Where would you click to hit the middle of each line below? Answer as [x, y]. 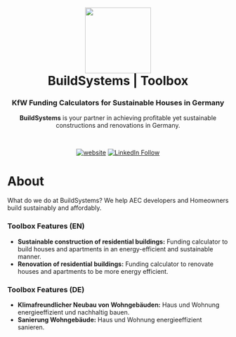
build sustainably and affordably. [54, 208]
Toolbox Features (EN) [46, 226]
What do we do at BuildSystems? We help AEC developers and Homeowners [118, 201]
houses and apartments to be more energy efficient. [93, 271]
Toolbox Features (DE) [46, 289]
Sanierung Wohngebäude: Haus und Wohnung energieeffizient [110, 320]
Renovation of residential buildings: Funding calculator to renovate [116, 264]
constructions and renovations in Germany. [118, 126]
